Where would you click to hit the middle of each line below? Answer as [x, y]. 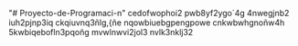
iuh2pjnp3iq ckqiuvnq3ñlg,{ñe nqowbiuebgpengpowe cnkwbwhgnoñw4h [147, 23]
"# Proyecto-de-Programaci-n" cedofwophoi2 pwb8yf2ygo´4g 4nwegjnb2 [149, 13]
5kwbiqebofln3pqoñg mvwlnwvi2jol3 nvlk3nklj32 [101, 32]
